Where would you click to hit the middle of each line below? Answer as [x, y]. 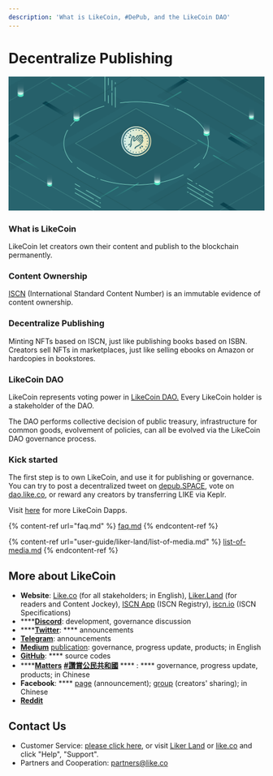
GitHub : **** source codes [65, 656]
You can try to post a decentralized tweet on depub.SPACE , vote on [121, 486]
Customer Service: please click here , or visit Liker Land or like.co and [136, 745]
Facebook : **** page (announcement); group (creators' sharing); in [134, 683]
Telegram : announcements [65, 639]
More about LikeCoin [62, 576]
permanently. [30, 255]
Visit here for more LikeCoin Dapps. [68, 511]
